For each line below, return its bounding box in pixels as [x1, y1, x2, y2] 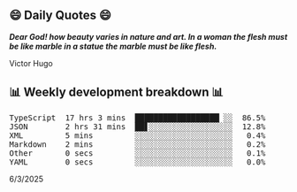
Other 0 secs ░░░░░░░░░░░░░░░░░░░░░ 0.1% [9, 148, 266, 158]
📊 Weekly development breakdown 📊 [9, 85, 224, 100]
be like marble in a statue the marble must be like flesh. [9, 41, 217, 51]
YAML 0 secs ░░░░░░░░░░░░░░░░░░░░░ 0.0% [9, 157, 266, 167]
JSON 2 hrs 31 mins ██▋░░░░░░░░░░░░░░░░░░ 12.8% [9, 121, 266, 132]
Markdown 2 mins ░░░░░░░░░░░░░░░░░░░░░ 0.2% [9, 139, 266, 150]
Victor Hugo [9, 58, 53, 68]
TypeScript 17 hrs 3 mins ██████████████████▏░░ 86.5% [9, 112, 266, 123]
